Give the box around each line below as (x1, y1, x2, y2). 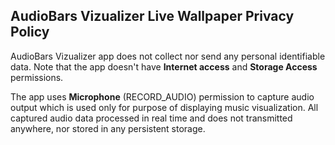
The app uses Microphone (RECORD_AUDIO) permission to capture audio (10, 90, 315, 103)
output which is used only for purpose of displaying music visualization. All (10, 101, 319, 113)
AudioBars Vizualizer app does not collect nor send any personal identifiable (10, 50, 326, 62)
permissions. (10, 71, 64, 83)
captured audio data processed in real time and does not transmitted (10, 112, 293, 124)
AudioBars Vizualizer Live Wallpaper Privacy (10, 8, 295, 25)
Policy (10, 24, 50, 41)
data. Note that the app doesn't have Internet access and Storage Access (10, 60, 318, 73)
